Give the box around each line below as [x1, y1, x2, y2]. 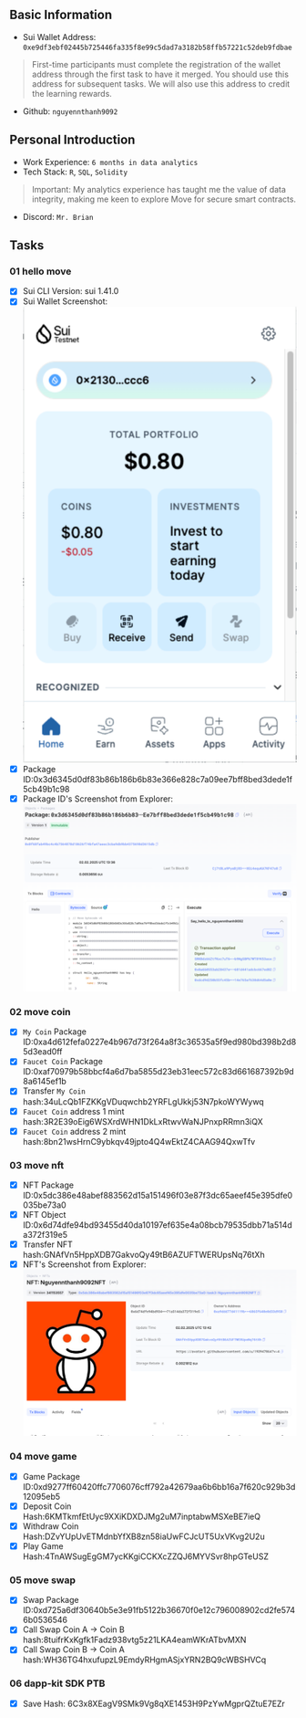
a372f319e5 [22, 1230, 68, 1241]
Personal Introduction [9, 132, 136, 148]
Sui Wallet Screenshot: [22, 296, 108, 307]
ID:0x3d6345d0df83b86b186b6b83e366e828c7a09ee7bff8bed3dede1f [22, 773, 293, 784]
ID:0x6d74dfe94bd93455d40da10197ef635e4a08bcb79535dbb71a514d [22, 1220, 293, 1231]
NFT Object [22, 1210, 66, 1220]
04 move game [9, 1451, 77, 1463]
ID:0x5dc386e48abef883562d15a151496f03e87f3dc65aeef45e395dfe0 [22, 1190, 293, 1201]
